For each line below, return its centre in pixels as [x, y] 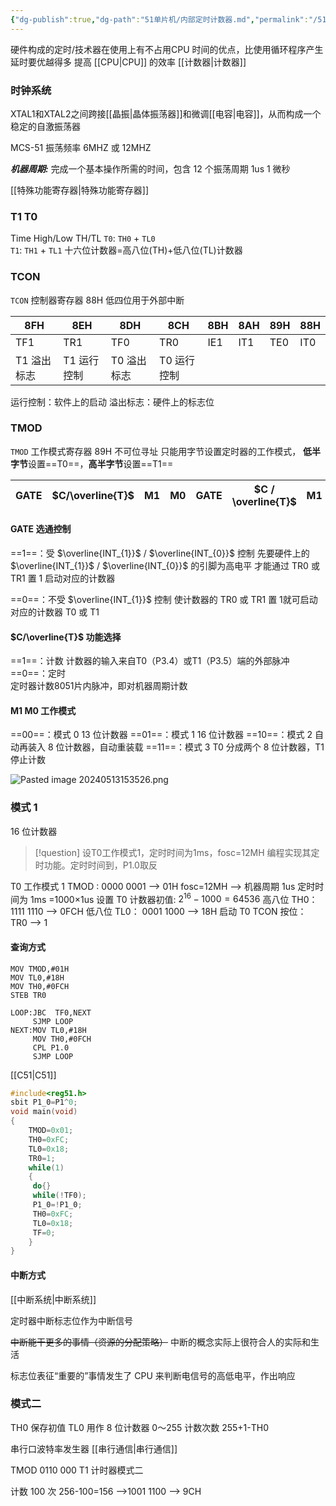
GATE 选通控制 [41, 529]
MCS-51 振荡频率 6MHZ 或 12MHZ [81, 147]
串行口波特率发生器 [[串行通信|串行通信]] [94, 1448]
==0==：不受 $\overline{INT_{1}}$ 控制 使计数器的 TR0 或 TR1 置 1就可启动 [164, 600]
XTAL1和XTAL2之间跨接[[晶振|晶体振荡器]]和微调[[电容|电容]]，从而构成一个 [166, 113]
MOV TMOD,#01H [40, 969]
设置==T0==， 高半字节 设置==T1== [101, 463]
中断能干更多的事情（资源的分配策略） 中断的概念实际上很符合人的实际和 [160, 1342]
